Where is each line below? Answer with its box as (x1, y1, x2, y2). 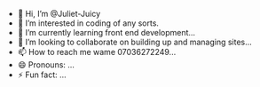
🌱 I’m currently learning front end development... (17, 28, 196, 37)
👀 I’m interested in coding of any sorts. (17, 18, 160, 28)
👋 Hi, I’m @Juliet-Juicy (17, 9, 101, 19)
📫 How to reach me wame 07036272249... (17, 47, 177, 57)
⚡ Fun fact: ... (17, 69, 67, 80)
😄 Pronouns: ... (17, 59, 75, 70)
